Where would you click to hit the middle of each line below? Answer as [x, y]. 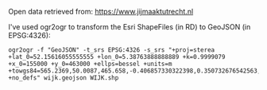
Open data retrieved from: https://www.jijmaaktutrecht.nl [101, 12]
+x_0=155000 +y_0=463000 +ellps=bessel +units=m [90, 64]
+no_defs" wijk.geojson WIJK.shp [64, 78]
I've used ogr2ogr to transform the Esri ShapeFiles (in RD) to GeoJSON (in [130, 27]
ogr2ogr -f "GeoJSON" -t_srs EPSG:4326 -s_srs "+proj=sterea [112, 50]
